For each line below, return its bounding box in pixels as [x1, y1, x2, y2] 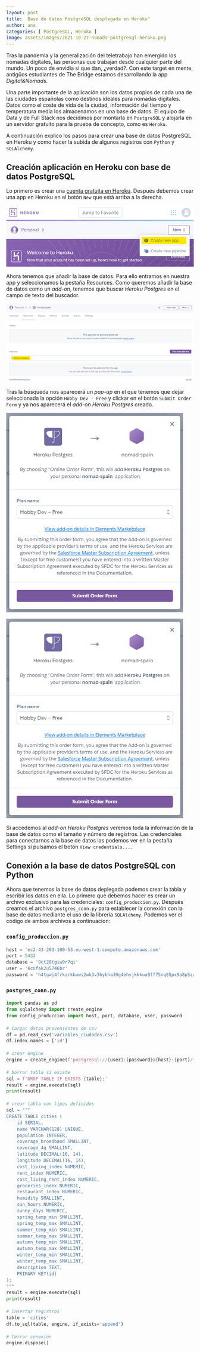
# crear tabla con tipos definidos [6, 1101, 95, 1107]
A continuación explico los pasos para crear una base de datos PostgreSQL [6, 132, 192, 140]
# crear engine [6, 1051, 44, 1057]
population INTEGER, [17, 1132, 68, 1138]
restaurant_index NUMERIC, [17, 1189, 84, 1195]
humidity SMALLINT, [17, 1195, 65, 1202]
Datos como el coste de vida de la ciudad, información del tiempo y [6, 101, 171, 109]
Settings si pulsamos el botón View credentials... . [6, 843, 132, 850]
